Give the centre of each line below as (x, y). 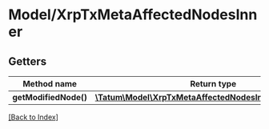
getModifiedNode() (50, 97)
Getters (28, 61)
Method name (50, 84)
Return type (213, 84)
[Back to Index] (33, 117)
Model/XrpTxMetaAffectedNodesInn (133, 15)
